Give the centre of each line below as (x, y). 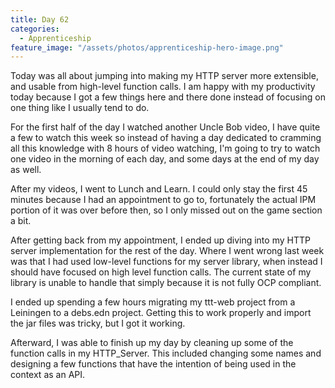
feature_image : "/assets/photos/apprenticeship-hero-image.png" (147, 47)
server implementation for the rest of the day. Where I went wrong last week (167, 251)
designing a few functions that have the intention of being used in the (153, 364)
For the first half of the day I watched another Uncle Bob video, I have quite (165, 127)
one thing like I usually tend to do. (80, 108)
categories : (35, 29)
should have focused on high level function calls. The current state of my (161, 272)
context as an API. (48, 375)
